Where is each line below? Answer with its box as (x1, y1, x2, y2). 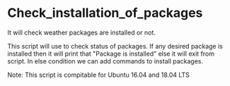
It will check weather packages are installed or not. (7, 28, 156, 37)
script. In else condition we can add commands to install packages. (7, 56, 204, 65)
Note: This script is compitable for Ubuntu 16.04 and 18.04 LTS (7, 70, 190, 79)
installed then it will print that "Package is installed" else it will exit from (7, 49, 214, 58)
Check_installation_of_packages (7, 5, 203, 21)
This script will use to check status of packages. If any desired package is (7, 42, 223, 50)
